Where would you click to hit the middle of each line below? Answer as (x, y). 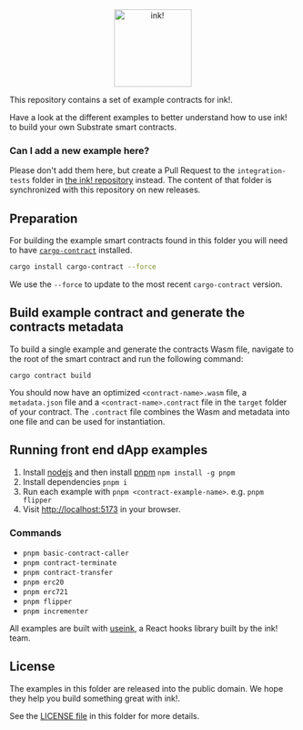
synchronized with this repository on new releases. (105, 190)
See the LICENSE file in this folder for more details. (105, 715)
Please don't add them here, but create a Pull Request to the (122, 170)
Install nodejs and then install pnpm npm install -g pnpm (129, 472)
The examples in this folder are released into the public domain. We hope (146, 688)
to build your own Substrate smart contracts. (93, 127)
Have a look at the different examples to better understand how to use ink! (149, 117)
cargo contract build (50, 375)
